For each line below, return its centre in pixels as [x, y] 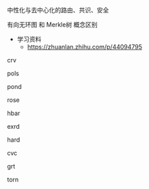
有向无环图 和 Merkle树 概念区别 [52, 25]
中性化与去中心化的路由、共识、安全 [58, 10]
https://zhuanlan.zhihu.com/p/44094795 [84, 47]
